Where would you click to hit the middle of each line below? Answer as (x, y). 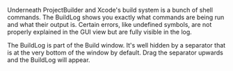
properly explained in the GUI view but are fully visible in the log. (100, 32)
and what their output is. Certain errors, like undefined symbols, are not (110, 24)
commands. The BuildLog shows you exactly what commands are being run (116, 17)
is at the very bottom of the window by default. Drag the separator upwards (115, 52)
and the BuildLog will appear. (49, 60)
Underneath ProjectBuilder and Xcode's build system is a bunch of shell (110, 10)
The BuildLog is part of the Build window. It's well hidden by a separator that (116, 45)
